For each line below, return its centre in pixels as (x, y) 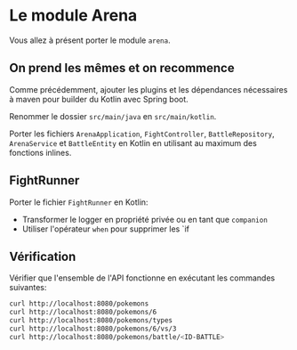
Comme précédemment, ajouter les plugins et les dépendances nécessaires (148, 89)
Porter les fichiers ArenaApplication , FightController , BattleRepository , (142, 134)
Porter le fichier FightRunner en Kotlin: (79, 202)
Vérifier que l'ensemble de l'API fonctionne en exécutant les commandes (142, 278)
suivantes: (28, 288)
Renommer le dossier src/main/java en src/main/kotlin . (113, 116)
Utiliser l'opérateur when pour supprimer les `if (105, 229)
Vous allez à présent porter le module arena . (90, 40)
